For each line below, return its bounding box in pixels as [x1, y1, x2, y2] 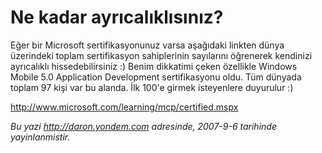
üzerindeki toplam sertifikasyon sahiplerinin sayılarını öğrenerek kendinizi [10, 49, 313, 61]
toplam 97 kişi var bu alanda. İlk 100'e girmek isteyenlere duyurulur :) [10, 81, 294, 93]
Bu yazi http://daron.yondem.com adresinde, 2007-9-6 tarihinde [10, 120, 277, 132]
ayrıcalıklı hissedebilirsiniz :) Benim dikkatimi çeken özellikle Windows [10, 60, 298, 72]
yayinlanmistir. [10, 131, 71, 143]
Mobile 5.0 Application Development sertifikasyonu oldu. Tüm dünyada [10, 71, 302, 83]
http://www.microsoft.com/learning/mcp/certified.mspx [10, 101, 239, 113]
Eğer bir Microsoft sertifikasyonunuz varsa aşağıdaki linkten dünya [10, 39, 285, 51]
